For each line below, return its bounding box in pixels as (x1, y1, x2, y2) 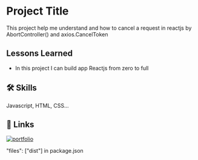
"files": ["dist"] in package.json (6, 147, 84, 155)
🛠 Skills (6, 83, 38, 93)
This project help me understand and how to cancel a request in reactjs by (6, 24, 192, 32)
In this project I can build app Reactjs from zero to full (15, 64, 149, 72)
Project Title (6, 4, 69, 18)
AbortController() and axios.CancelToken (6, 30, 108, 38)
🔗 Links (6, 119, 35, 130)
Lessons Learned (6, 48, 73, 59)
